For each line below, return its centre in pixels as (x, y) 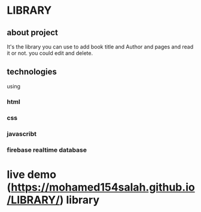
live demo (31, 174)
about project (33, 33)
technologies (32, 72)
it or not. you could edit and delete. (50, 53)
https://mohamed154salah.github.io (103, 187)
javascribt (22, 134)
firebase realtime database (47, 150)
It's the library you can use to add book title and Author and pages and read (100, 47)
